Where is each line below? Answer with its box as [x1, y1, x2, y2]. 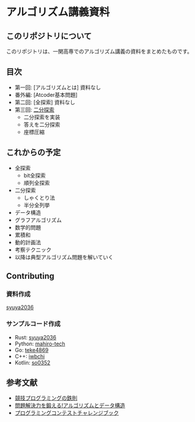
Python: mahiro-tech [14, 340, 65, 347]
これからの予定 [6, 147, 61, 158]
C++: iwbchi [14, 352, 45, 360]
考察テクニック [14, 246, 52, 253]
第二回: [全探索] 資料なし [14, 99, 75, 106]
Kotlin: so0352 [14, 359, 50, 366]
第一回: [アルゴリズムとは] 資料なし [14, 84, 101, 91]
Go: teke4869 [14, 346, 49, 354]
